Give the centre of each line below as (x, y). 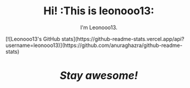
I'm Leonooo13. (99, 27)
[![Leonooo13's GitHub (33, 39)
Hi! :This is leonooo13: (99, 11)
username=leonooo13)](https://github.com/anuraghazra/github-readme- (94, 45)
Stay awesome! (99, 76)
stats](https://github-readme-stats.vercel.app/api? (123, 39)
